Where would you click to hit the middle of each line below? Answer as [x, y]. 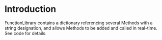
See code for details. [26, 33]
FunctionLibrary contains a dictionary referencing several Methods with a [79, 23]
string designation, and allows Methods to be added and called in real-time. [81, 28]
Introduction [30, 9]
